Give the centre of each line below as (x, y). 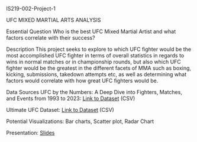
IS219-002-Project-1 (31, 9)
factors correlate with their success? (51, 38)
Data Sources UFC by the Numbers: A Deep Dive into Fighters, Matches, (94, 92)
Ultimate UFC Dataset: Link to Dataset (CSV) (60, 110)
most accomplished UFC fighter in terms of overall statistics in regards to (95, 55)
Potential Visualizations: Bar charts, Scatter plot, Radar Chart (80, 121)
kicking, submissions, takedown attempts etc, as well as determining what (96, 74)
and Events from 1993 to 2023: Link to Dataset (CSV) (71, 98)
